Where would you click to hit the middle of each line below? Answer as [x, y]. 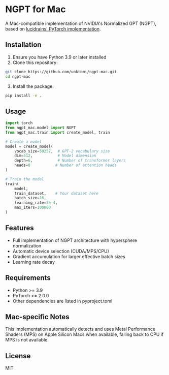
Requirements [28, 278]
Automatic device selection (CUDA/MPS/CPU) [61, 251]
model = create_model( [29, 146]
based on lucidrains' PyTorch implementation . [53, 28]
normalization [27, 245]
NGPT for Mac [36, 9]
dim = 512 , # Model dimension [55, 156]
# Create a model [24, 142]
